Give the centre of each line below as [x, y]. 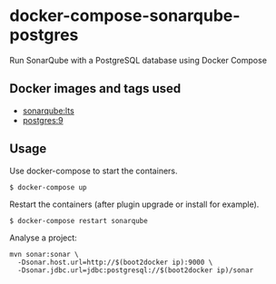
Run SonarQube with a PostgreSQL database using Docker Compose [138, 60]
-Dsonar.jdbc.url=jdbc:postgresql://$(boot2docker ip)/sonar [136, 270]
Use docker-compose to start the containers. [94, 171]
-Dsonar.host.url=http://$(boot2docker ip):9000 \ [115, 262]
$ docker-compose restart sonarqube [79, 220]
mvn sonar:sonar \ [44, 254]
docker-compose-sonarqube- [125, 16]
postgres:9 [43, 120]
